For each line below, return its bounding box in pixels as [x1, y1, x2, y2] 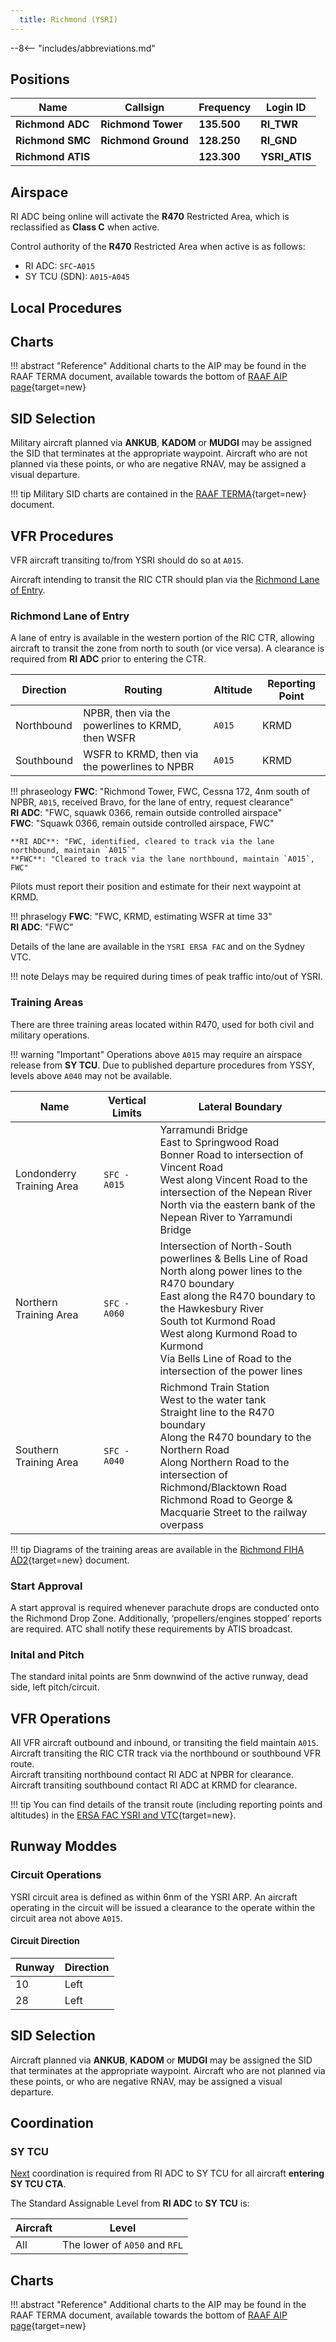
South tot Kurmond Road [159, 1314, 276, 1328]
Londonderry [15, 1166, 77, 1180]
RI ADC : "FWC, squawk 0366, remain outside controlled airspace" [10, 807, 283, 819]
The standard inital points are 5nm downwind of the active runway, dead [10, 1671, 309, 1683]
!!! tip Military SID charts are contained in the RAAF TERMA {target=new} [10, 488, 307, 500]
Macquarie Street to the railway [159, 1505, 308, 1519]
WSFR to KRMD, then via [83, 747, 199, 761]
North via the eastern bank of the [159, 1197, 316, 1211]
